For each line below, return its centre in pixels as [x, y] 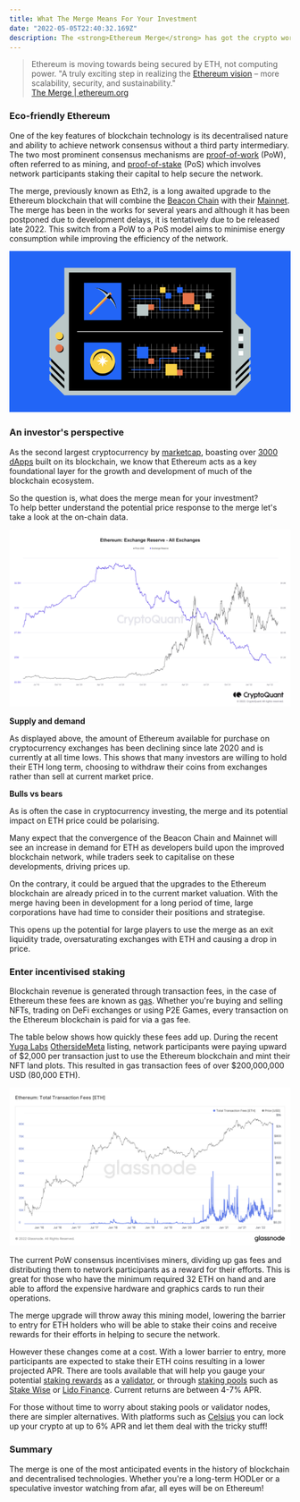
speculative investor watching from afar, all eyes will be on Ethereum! [137, 1488]
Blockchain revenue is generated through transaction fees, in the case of [143, 991]
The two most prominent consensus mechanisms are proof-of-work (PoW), [148, 154]
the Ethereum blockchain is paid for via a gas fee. [100, 1019]
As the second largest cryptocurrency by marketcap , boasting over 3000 [144, 452]
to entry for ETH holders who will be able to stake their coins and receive [143, 1325]
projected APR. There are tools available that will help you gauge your [137, 1371]
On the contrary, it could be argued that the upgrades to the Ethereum [138, 883]
